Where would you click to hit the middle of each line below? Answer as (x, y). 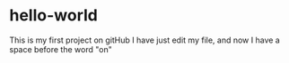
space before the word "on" (61, 49)
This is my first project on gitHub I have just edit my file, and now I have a (144, 40)
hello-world (54, 16)
